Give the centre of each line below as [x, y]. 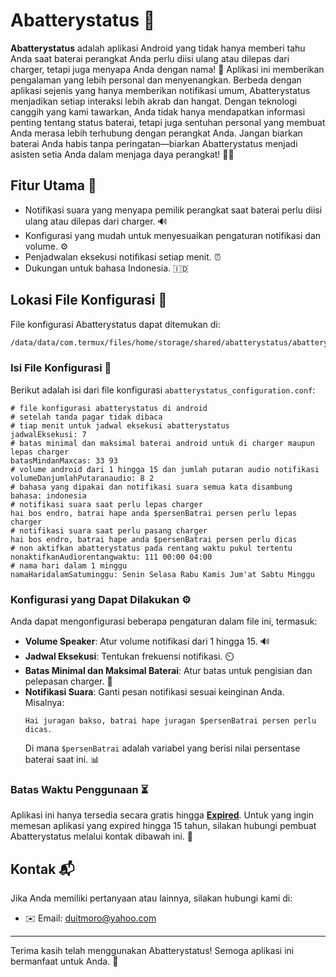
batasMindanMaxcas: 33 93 [64, 460]
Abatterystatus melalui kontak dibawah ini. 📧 [101, 836]
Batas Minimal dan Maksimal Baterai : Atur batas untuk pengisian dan [168, 671]
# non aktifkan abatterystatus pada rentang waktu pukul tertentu [151, 548]
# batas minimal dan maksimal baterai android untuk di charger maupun [162, 443]
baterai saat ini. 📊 [62, 760]
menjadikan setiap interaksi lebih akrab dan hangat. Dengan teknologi [154, 101]
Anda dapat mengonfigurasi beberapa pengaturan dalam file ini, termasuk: [164, 621]
